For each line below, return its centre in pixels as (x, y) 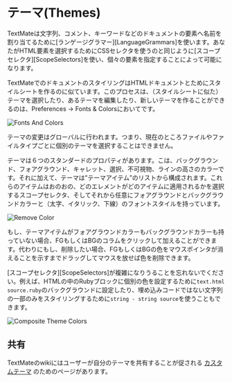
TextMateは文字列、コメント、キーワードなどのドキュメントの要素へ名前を (115, 33)
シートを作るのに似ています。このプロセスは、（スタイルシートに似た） (121, 91)
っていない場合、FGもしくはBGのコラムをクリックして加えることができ (109, 240)
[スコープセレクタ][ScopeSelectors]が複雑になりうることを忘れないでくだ (113, 272)
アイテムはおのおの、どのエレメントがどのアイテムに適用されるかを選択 (122, 186)
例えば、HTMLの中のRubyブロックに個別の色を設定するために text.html (122, 281)
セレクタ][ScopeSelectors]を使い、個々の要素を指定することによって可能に (115, 59)
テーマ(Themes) (54, 13)
